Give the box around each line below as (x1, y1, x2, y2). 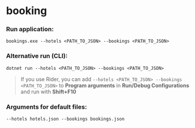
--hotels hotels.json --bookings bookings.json (6, 116, 125, 122)
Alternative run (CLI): (6, 52, 68, 60)
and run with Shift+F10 (20, 88, 76, 95)
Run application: (6, 25, 54, 33)
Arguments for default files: (6, 103, 87, 111)
